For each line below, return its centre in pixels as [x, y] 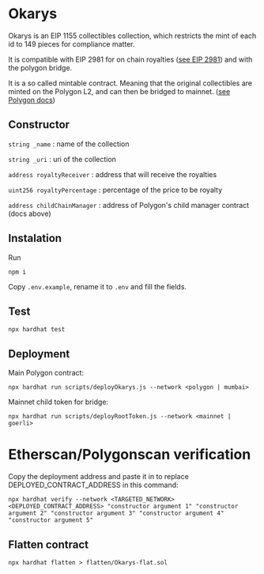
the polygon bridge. [40, 67]
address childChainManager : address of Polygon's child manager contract [129, 205]
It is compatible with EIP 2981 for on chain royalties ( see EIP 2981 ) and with [130, 59]
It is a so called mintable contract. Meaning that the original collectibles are [130, 83]
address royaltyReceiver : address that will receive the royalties [113, 174]
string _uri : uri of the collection [62, 159]
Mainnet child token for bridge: [58, 402]
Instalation [35, 238]
